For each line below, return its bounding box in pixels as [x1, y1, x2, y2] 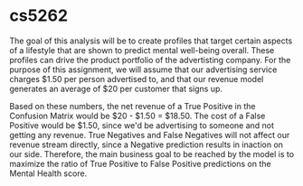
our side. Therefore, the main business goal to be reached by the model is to [9, 148, 295, 159]
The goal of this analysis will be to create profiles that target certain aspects [9, 35, 293, 46]
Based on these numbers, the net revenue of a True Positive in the [9, 100, 256, 111]
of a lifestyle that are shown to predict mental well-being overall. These [9, 44, 275, 55]
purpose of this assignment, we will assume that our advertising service [9, 64, 278, 75]
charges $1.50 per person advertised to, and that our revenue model [9, 73, 264, 84]
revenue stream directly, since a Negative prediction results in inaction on [9, 139, 283, 150]
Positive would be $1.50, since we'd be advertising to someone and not [9, 119, 274, 131]
